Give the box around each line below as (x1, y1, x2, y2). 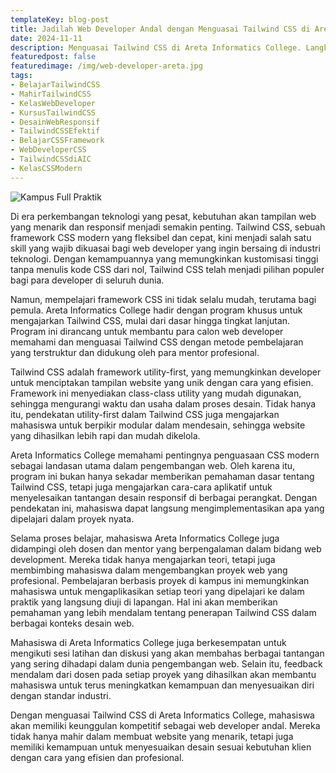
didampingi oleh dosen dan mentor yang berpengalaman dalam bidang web (10, 542, 322, 555)
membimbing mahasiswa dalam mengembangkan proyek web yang (10, 564, 288, 576)
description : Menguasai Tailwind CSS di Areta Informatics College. (10, 42, 302, 53)
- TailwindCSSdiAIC (10, 154, 92, 164)
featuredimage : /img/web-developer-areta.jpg (10, 61, 203, 71)
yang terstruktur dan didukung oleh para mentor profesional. (10, 346, 260, 358)
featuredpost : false (10, 52, 97, 62)
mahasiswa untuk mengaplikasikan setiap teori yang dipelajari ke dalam (10, 585, 305, 597)
